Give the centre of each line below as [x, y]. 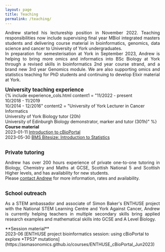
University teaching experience [44, 90]
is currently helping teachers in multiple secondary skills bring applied [82, 214]
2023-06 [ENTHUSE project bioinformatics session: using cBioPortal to [77, 234]
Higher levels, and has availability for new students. [57, 173]
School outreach [26, 193]
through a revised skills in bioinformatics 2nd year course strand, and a [82, 64]
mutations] [49, 239]
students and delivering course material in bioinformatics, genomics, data [82, 43]
